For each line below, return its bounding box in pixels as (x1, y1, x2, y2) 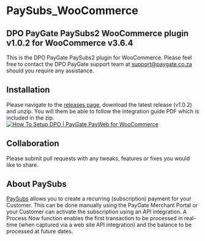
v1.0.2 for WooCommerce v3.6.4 (6, 37, 133, 48)
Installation (6, 85, 50, 95)
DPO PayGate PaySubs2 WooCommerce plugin (6, 28, 189, 39)
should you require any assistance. (6, 67, 95, 74)
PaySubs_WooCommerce (6, 4, 139, 18)
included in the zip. (6, 114, 54, 121)
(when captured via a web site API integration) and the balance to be (18, 221, 192, 229)
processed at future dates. (6, 228, 73, 235)
